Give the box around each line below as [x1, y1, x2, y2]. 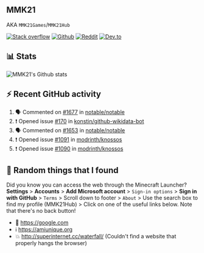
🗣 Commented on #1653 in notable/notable [15, 127, 125, 134]
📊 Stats [6, 51, 37, 62]
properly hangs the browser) [15, 240, 87, 247]
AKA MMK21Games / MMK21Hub [6, 21, 70, 28]
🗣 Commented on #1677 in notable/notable [15, 109, 125, 116]
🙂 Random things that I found [6, 165, 119, 176]
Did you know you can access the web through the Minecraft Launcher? [6, 181, 188, 188]
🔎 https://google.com [15, 219, 69, 226]
